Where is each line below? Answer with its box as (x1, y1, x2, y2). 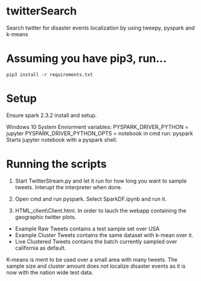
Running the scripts (6, 157, 107, 171)
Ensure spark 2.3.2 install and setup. (6, 112, 97, 119)
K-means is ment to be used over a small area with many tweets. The (6, 256, 178, 263)
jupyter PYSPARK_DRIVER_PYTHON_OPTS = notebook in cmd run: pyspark (6, 130, 193, 137)
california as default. (14, 244, 66, 251)
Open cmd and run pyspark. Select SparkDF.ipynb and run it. (14, 195, 167, 203)
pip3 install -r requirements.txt (6, 71, 94, 78)
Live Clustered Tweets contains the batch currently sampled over (14, 238, 177, 245)
